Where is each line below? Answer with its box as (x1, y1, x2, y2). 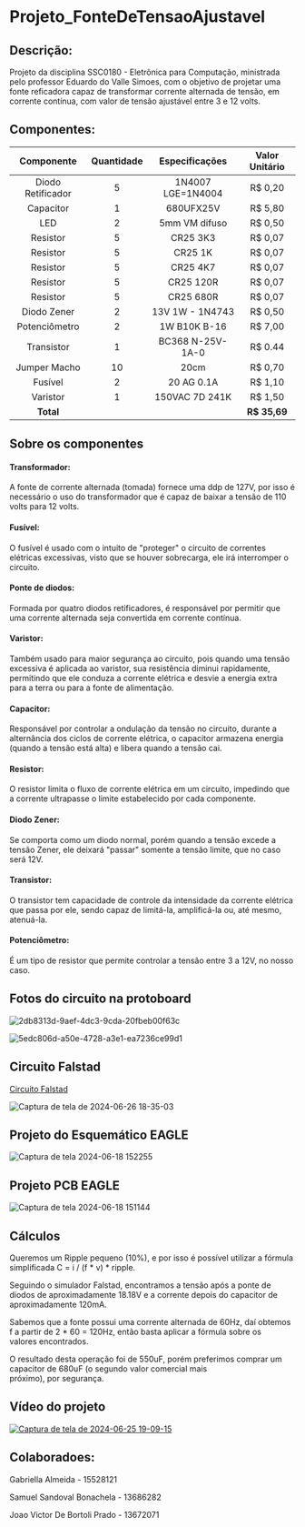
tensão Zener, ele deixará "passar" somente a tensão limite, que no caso (9, 844, 281, 855)
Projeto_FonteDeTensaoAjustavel (9, 6, 266, 27)
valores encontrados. (9, 1336, 89, 1347)
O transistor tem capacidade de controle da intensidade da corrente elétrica (9, 894, 293, 906)
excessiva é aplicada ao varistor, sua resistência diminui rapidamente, (9, 663, 271, 674)
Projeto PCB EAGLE (9, 1178, 121, 1193)
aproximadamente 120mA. (9, 1299, 107, 1311)
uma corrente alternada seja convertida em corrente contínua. (9, 612, 242, 623)
